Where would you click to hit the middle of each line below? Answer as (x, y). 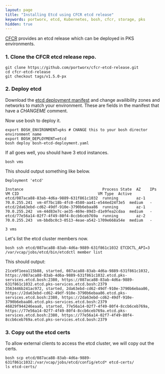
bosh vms (14, 162)
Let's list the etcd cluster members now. (47, 238)
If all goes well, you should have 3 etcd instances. (57, 152)
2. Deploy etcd (23, 89)
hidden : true (19, 24)
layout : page (19, 10)
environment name (23, 134)
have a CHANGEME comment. (37, 111)
